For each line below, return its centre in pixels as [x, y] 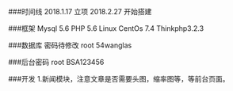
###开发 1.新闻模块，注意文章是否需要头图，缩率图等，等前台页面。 [119, 79]
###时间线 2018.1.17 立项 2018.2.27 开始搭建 [80, 11]
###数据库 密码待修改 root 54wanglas [70, 45]
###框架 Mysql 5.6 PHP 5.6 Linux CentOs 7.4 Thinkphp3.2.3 [106, 28]
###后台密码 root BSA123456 [56, 62]
